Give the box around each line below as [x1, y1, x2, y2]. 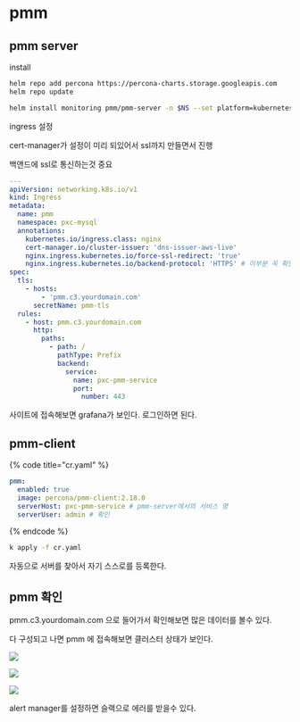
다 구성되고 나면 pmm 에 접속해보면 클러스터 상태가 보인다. [9, 634, 213, 644]
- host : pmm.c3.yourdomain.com [25, 318, 142, 327]
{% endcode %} [9, 526, 69, 537]
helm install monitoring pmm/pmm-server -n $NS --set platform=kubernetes [9, 104, 294, 112]
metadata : [9, 202, 46, 211]
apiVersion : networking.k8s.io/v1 [9, 185, 138, 194]
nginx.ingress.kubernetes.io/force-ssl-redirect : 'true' [25, 251, 242, 261]
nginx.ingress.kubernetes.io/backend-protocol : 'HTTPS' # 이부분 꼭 [25, 260, 279, 269]
